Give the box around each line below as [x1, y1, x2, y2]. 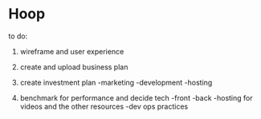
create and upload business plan [19, 61, 128, 72]
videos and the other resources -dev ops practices [19, 101, 189, 111]
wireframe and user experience [19, 46, 124, 56]
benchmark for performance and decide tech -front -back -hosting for [19, 93, 253, 102]
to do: [8, 31, 28, 41]
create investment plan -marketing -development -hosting [19, 77, 213, 87]
